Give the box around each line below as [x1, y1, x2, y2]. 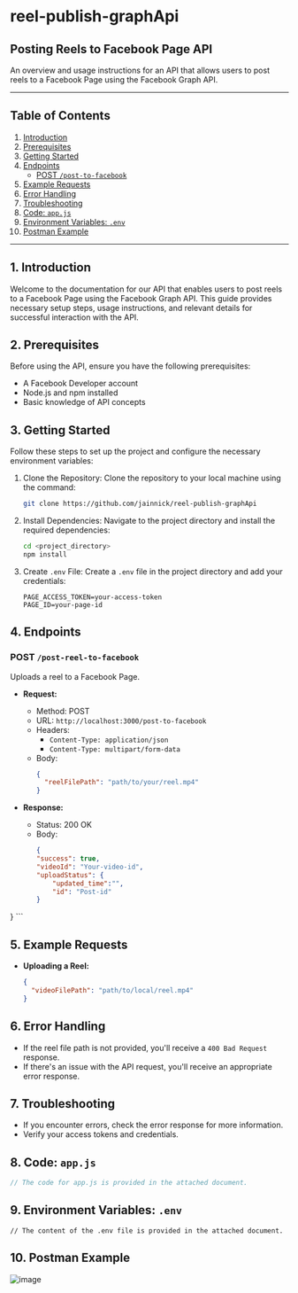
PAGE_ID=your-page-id [22, 600, 103, 609]
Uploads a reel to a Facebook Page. [10, 671, 141, 682]
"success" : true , [35, 854, 101, 863]
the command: [22, 482, 76, 493]
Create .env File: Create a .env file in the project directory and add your [22, 565, 283, 577]
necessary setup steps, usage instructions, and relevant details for [10, 302, 253, 313]
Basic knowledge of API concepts [22, 397, 146, 408]
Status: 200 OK [35, 820, 92, 830]
